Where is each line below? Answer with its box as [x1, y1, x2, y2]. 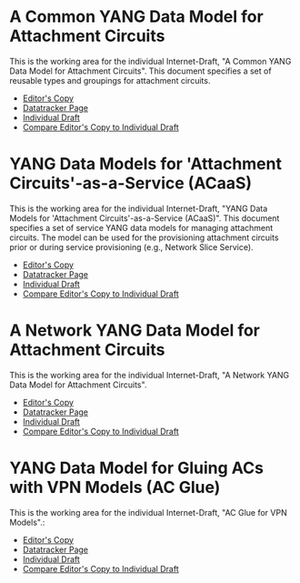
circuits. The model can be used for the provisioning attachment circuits [9, 232, 279, 243]
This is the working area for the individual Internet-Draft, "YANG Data [9, 203, 268, 214]
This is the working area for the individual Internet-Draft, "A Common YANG [9, 55, 292, 66]
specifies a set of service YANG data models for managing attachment [9, 222, 274, 233]
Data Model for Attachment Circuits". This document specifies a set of [9, 65, 272, 76]
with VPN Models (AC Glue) [9, 477, 221, 498]
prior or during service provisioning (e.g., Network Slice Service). [9, 241, 254, 252]
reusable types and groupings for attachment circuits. [9, 75, 211, 85]
